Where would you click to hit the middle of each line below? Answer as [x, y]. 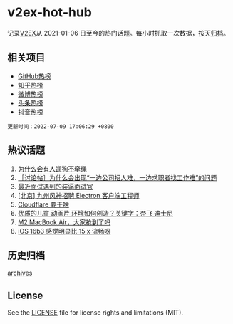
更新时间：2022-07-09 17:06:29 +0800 [61, 126]
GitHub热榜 [34, 76]
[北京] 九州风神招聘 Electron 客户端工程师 [79, 195]
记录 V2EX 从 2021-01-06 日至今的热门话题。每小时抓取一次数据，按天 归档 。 [119, 33]
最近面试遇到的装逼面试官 [55, 187]
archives [20, 273]
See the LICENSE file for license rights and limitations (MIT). [95, 313]
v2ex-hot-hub [50, 12]
